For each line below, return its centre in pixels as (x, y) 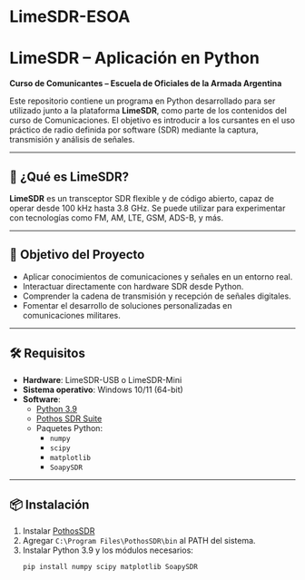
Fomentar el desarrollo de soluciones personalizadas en (127, 305)
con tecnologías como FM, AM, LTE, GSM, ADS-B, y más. (117, 217)
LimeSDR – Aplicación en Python (135, 59)
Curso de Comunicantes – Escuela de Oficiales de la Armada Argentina (146, 84)
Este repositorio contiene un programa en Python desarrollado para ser (143, 101)
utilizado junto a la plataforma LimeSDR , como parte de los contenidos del (148, 111)
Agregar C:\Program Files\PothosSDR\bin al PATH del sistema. (139, 541)
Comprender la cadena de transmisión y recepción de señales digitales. (157, 296)
